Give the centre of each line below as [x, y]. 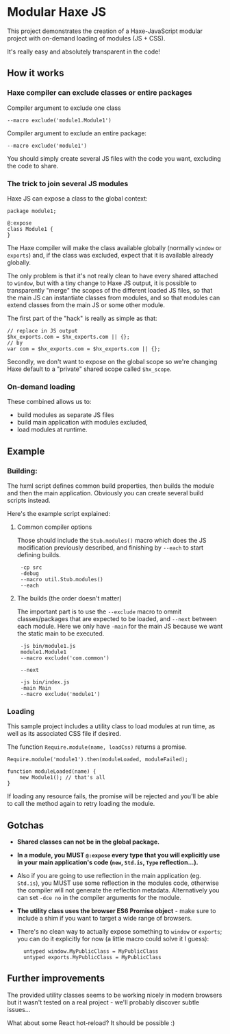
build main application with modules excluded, [82, 423]
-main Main [36, 688]
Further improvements [56, 979]
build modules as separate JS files [65, 415]
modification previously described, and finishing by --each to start [110, 548]
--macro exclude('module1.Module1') [59, 120]
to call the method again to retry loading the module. [81, 804]
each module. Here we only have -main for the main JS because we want [120, 626]
